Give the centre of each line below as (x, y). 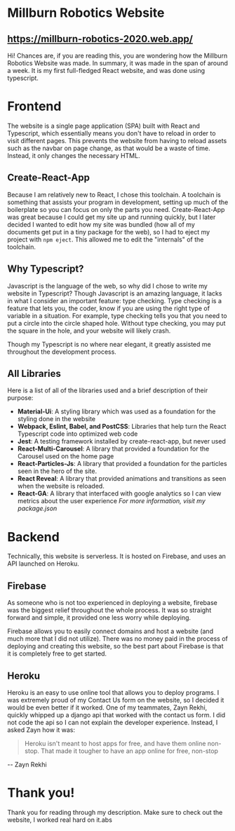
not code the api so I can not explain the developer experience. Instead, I (113, 722)
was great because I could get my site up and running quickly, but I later (112, 217)
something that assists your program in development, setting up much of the (118, 202)
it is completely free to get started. (57, 653)
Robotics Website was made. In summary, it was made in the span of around (117, 63)
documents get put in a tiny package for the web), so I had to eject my (109, 232)
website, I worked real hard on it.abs (60, 820)
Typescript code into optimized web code (78, 434)
